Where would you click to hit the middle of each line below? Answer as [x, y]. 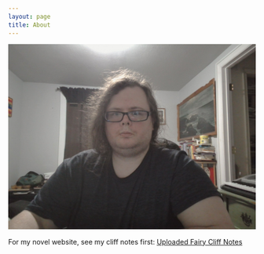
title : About [29, 25]
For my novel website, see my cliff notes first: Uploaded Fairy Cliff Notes [125, 241]
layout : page [29, 16]
